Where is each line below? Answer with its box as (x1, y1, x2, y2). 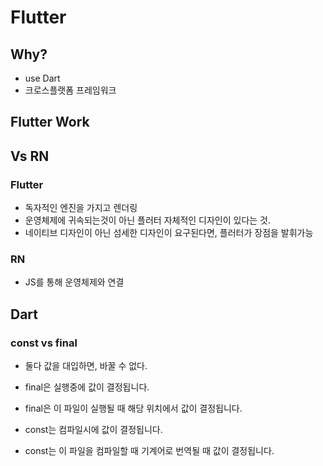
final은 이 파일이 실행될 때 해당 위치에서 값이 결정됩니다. (24, 402, 243, 415)
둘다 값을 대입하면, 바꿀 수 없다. (24, 360, 148, 372)
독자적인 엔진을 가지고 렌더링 (24, 202, 138, 214)
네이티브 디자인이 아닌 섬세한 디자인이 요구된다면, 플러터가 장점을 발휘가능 (24, 227, 314, 239)
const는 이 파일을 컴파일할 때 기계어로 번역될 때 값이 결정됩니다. (24, 445, 275, 457)
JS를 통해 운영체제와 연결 (24, 276, 125, 288)
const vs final (10, 336, 78, 350)
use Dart (24, 72, 61, 84)
